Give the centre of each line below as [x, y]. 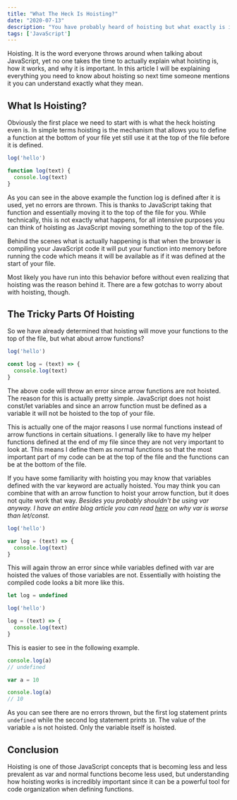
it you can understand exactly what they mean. [75, 84]
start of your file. [32, 263]
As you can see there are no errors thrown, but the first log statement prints [117, 713]
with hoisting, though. [39, 292]
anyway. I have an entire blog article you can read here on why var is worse [118, 507]
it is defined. [25, 145]
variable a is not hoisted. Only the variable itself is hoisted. [92, 727]
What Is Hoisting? [47, 105]
